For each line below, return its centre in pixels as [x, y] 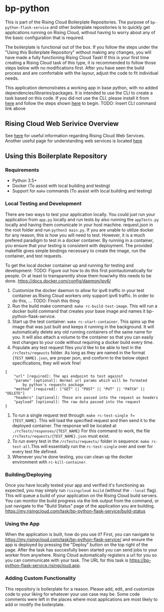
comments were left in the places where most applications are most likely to [81, 599]
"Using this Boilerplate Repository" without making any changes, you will [78, 52]
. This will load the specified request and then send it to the [96, 420]
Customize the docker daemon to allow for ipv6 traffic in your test [78, 290]
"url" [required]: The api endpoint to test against [69, 376]
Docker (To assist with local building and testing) [61, 186]
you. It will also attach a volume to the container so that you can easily [83, 337]
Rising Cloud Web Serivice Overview [62, 124]
